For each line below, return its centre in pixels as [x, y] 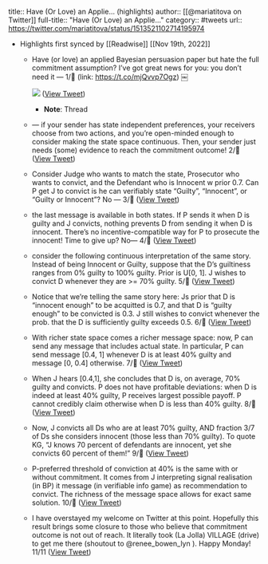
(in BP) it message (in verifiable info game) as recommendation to [139, 485]
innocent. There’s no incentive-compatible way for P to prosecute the [146, 232]
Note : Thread [66, 109]
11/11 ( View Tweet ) [61, 552]
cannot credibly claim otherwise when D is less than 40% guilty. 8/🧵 [144, 404]
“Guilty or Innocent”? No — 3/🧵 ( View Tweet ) [106, 199]
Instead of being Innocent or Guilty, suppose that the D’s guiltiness [141, 264]
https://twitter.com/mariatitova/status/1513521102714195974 [106, 28]
